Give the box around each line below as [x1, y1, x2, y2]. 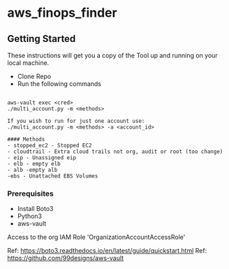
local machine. [7, 59, 50, 67]
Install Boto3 [17, 205, 54, 213]
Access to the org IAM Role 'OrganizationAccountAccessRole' [7, 233, 186, 242]
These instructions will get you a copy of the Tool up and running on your [7, 51, 218, 59]
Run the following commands [17, 80, 101, 88]
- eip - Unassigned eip [7, 154, 77, 161]
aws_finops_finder [7, 5, 117, 21]
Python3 [17, 212, 42, 221]
